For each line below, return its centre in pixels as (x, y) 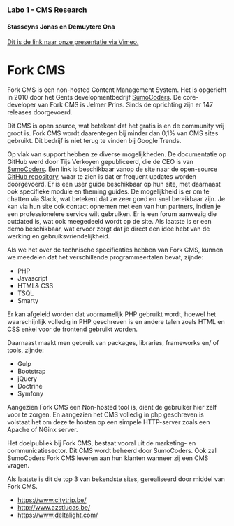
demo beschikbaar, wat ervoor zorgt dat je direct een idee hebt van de (109, 229)
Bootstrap (31, 371)
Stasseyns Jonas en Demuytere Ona (61, 27)
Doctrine (30, 386)
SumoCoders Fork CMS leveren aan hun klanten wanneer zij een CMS (108, 458)
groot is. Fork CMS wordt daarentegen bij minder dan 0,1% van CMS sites (113, 133)
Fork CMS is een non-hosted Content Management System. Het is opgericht (117, 90)
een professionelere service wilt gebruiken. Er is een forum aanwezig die (112, 214)
